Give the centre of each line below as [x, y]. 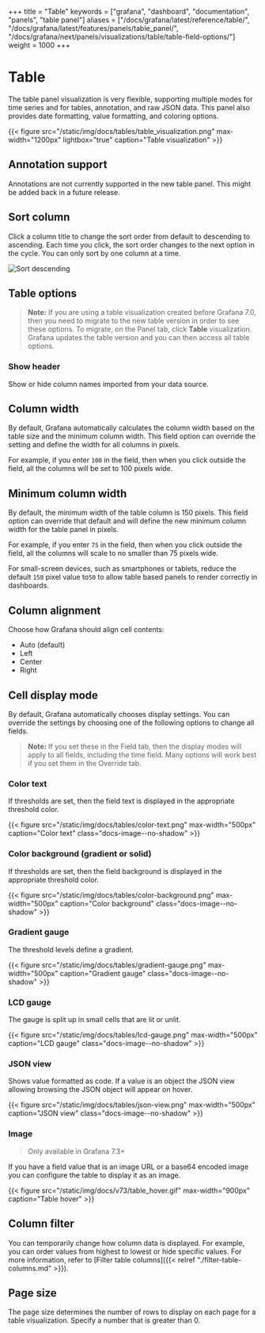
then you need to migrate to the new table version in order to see [133, 321]
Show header [34, 366]
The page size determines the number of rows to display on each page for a [132, 1312]
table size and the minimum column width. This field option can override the [132, 436]
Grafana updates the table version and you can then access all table [138, 338]
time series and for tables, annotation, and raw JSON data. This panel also [129, 107]
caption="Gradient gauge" [103, 973]
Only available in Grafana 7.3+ [76, 1151]
